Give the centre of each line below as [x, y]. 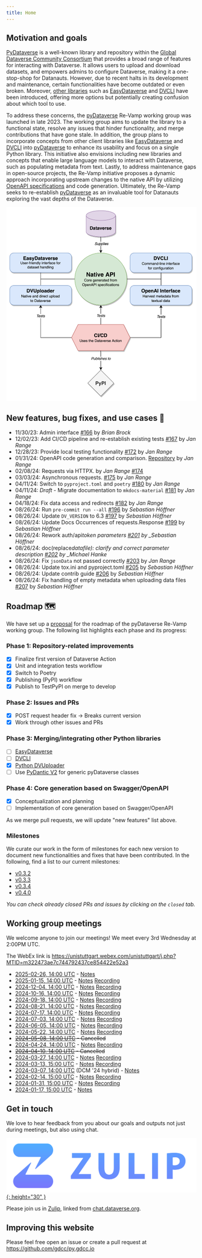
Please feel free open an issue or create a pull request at [77, 1242]
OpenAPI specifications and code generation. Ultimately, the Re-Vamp [93, 186]
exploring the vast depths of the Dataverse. [60, 199]
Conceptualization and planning [55, 801]
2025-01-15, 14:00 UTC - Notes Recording [68, 981]
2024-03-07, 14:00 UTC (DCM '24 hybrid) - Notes [77, 1070]
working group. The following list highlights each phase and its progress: [96, 631]
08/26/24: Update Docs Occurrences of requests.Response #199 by [100, 522]
